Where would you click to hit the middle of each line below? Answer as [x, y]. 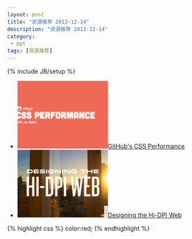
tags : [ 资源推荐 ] [30, 51]
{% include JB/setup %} [41, 71]
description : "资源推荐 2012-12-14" [57, 29]
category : [21, 37]
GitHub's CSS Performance [146, 146]
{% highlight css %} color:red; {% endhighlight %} [78, 228]
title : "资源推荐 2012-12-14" [48, 22]
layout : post [26, 14]
